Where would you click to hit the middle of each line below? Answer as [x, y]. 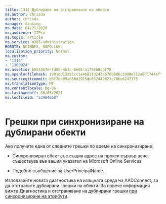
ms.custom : [16, 56]
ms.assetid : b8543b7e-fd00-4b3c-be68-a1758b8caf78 [58, 70]
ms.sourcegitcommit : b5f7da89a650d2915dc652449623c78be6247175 [72, 79]
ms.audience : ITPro [25, 33]
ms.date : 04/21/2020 [26, 28]
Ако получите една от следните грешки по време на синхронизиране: [80, 146]
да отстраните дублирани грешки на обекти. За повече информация [78, 186]
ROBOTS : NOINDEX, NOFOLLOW [33, 47]
